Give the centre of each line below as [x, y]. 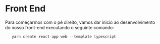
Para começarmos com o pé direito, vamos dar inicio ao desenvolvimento [80, 22]
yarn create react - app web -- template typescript [64, 37]
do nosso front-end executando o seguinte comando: [60, 27]
